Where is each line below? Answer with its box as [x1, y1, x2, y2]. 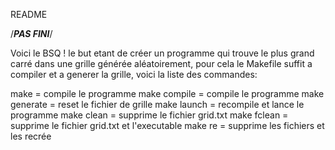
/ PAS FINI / [10, 28, 53, 39]
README [10, 9, 48, 20]
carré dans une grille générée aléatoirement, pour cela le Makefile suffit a [10, 58, 313, 69]
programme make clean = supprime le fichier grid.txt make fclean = [10, 109, 289, 121]
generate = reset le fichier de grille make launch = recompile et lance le [10, 99, 305, 110]
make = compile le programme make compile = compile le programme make [10, 88, 325, 99]
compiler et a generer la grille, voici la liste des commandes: [10, 69, 258, 80]
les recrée [10, 130, 52, 142]
